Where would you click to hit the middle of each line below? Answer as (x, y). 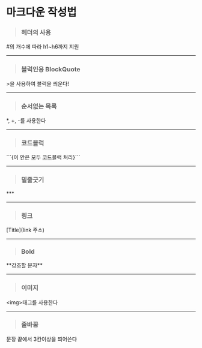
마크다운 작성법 (41, 12)
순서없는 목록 (39, 106)
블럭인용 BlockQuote (50, 70)
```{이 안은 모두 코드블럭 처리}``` (43, 157)
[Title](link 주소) (26, 230)
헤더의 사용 (36, 32)
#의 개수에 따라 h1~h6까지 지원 (43, 47)
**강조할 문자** (25, 265)
